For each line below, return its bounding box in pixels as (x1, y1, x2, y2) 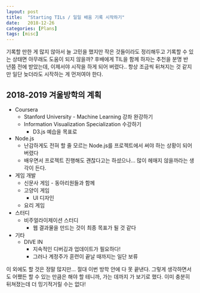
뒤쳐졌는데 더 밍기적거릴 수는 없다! (6, 280, 86, 288)
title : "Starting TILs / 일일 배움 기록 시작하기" (6, 14, 125, 20)
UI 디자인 (32, 194, 55, 201)
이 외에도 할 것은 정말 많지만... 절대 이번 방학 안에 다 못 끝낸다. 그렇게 (6, 265, 166, 273)
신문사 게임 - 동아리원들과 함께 (23, 179, 96, 186)
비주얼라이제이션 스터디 (23, 216, 79, 224)
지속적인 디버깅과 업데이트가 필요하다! (32, 245, 121, 252)
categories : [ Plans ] (6, 25, 58, 32)
